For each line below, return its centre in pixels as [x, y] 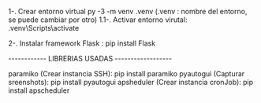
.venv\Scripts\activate [44, 28]
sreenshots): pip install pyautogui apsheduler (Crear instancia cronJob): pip [131, 82]
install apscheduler [39, 90]
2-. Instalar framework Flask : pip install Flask [82, 43]
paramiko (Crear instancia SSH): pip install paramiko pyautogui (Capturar [127, 74]
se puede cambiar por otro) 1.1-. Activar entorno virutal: [98, 20]
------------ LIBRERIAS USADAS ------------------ [90, 59]
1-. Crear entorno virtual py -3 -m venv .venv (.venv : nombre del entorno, [128, 11]
